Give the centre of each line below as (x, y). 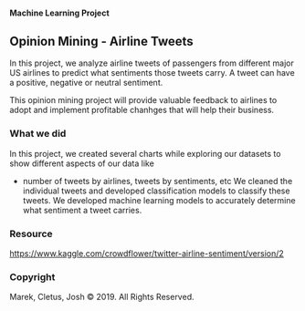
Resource (31, 233)
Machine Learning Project (59, 13)
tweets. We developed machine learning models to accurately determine (159, 200)
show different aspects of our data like (82, 163)
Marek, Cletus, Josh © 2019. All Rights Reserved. (102, 297)
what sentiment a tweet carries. (82, 210)
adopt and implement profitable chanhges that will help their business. (142, 110)
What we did (38, 134)
